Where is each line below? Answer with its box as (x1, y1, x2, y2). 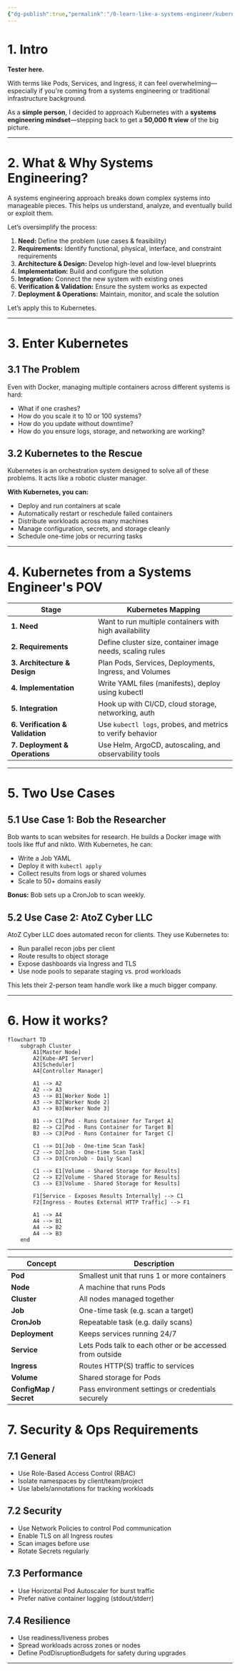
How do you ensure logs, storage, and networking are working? (17, 427, 205, 435)
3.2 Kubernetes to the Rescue (7, 447, 143, 460)
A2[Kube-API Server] (33, 1055, 94, 1062)
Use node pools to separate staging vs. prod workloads (17, 967, 181, 976)
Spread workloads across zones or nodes (17, 1641, 141, 1650)
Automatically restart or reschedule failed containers (17, 509, 173, 518)
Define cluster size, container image (98, 638, 219, 648)
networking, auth (98, 708, 155, 718)
